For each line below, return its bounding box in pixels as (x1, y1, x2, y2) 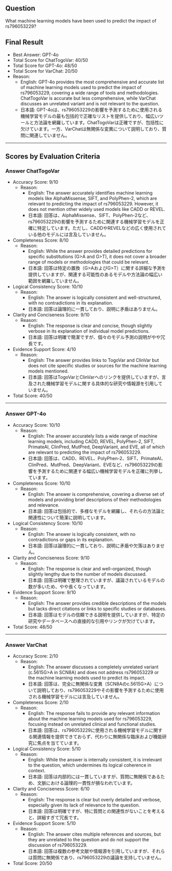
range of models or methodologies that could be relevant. (28, 259, 150, 265)
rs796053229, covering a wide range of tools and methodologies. (20, 90, 159, 96)
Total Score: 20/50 (12, 860, 53, 866)
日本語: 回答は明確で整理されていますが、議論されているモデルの (28, 577, 165, 583)
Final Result (5, 38, 44, 47)
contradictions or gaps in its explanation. (28, 536, 114, 542)
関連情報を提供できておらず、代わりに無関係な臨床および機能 (32, 733, 162, 739)
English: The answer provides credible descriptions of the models (28, 600, 166, 606)
